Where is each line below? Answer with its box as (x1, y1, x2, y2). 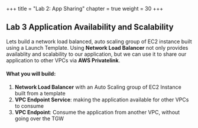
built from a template (14, 90, 66, 97)
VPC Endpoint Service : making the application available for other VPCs (14, 96, 189, 103)
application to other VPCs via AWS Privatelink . (6, 56, 121, 64)
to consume (14, 103, 44, 110)
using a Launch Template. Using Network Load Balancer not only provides (6, 44, 189, 51)
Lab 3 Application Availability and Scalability (6, 22, 174, 32)
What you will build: (6, 71, 56, 78)
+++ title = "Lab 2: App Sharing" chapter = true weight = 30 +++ (6, 5, 164, 12)
